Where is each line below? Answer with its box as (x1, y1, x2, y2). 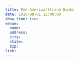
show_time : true (5, 16, 39, 21)
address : (9, 30, 28, 35)
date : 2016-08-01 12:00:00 (5, 12, 61, 17)
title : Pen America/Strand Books (5, 7, 75, 12)
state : (9, 39, 23, 44)
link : (5, 48, 16, 53)
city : (9, 35, 21, 40)
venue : (5, 21, 19, 26)
